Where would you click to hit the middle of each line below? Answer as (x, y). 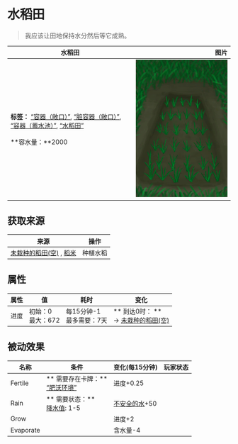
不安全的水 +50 (135, 403)
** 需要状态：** (70, 399)
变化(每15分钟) (135, 367)
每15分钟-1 (84, 311)
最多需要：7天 (87, 321)
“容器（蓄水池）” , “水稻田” (47, 126)
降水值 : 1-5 (63, 408)
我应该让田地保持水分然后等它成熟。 (78, 35)
